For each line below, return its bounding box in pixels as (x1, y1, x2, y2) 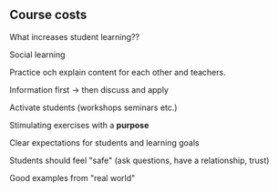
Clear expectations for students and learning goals (9, 136, 200, 148)
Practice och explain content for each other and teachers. (9, 66, 226, 77)
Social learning (9, 49, 66, 60)
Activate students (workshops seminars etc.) (9, 102, 178, 113)
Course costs (9, 7, 88, 23)
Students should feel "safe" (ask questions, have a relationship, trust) (9, 155, 270, 166)
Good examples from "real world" (9, 172, 136, 183)
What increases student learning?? (9, 31, 139, 42)
